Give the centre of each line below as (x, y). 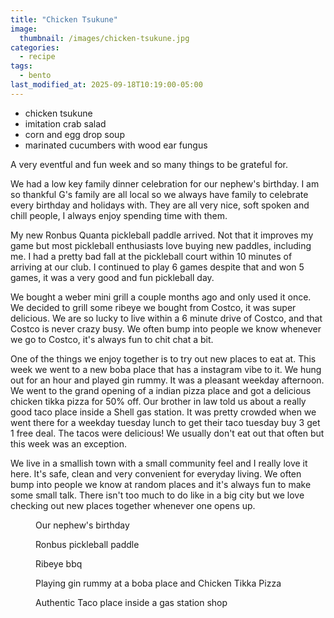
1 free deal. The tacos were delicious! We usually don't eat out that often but (167, 433)
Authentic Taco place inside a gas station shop (131, 602)
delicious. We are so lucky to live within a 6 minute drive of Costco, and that (166, 318)
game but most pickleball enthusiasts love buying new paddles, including (161, 245)
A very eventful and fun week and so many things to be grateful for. (149, 164)
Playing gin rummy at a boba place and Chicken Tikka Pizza (158, 583)
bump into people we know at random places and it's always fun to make (161, 484)
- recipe (37, 57)
